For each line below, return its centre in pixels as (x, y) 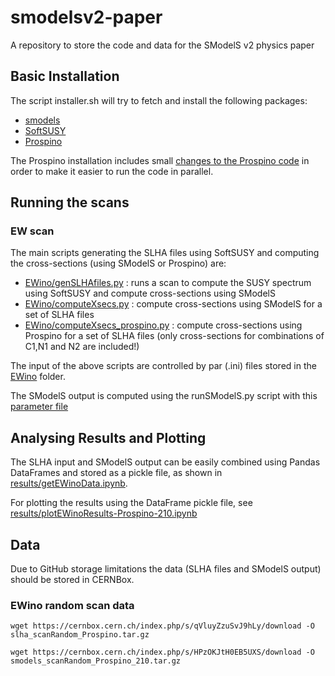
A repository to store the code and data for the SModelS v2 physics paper (162, 45)
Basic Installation (65, 76)
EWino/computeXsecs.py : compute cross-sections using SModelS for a (173, 304)
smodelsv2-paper (86, 17)
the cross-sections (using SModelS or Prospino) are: (118, 263)
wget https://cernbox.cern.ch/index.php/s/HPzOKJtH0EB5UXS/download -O (162, 652)
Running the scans (70, 202)
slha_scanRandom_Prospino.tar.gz (80, 635)
